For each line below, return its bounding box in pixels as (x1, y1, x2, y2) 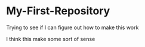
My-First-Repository (6, 4, 110, 18)
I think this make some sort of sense (6, 35, 95, 42)
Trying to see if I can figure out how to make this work (6, 24, 139, 31)
